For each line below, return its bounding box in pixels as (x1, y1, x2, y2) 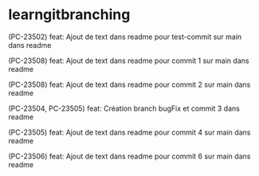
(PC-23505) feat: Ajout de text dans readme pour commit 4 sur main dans (8, 127, 251, 137)
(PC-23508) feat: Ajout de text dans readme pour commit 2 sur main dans (8, 80, 251, 89)
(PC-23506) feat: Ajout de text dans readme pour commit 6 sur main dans (8, 151, 251, 161)
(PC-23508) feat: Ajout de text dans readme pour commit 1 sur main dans (8, 56, 249, 65)
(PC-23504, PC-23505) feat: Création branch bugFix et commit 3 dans (8, 104, 241, 113)
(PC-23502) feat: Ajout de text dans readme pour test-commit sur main (8, 32, 242, 41)
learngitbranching (8, 6, 131, 24)
